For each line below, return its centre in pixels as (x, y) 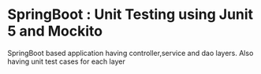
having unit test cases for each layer (66, 61)
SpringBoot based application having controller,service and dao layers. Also (130, 53)
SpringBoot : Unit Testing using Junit (130, 15)
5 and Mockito (55, 31)
